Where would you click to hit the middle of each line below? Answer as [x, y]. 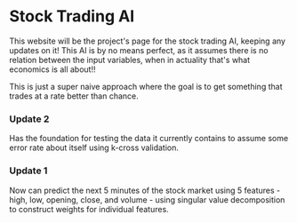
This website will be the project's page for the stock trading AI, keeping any [148, 41]
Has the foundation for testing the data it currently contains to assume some [149, 139]
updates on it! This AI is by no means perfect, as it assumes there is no [139, 50]
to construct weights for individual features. [89, 209]
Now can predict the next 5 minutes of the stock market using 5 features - [145, 190]
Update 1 [28, 171]
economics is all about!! [52, 69]
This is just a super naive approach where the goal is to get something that [146, 86]
